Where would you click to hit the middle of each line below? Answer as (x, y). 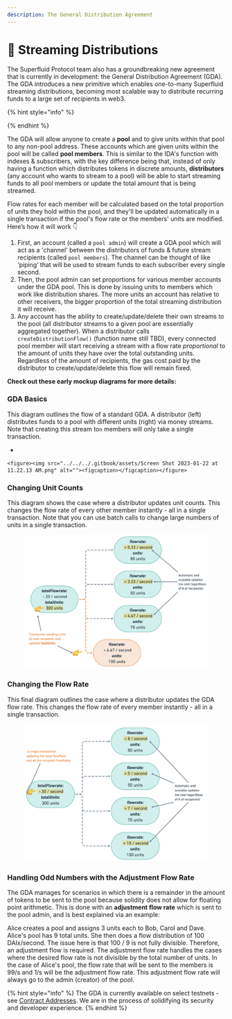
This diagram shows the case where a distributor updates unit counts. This (114, 503)
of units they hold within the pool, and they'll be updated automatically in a (113, 211)
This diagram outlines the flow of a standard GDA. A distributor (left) (105, 414)
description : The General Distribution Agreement (80, 15)
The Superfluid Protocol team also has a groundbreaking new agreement (111, 69)
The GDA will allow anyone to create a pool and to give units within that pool (116, 139)
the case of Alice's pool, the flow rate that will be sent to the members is (110, 965)
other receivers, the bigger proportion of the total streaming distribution (119, 301)
